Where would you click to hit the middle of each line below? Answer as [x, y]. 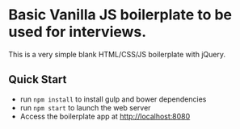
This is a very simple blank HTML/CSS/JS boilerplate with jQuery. [117, 54]
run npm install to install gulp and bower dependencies [113, 99]
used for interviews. [78, 32]
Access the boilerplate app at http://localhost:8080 [105, 116]
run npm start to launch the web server [85, 107]
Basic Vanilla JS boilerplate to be [120, 15]
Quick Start [38, 79]
